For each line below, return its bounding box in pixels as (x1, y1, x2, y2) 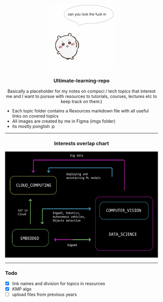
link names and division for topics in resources (12, 280, 105, 286)
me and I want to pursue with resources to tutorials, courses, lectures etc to (6, 94, 157, 99)
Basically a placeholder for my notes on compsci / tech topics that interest (7, 88, 156, 94)
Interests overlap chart (54, 140, 109, 147)
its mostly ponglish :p (12, 124, 55, 129)
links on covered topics (12, 113, 59, 119)
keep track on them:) (60, 98, 103, 105)
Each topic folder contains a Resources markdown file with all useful (12, 108, 149, 114)
